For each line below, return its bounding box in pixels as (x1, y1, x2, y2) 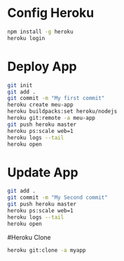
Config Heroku (7, 5, 95, 21)
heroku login (7, 34, 46, 42)
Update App (7, 164, 78, 180)
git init (7, 82, 33, 89)
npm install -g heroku (7, 28, 74, 35)
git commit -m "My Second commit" (7, 194, 109, 201)
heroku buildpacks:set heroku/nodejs (7, 108, 118, 115)
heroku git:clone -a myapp (7, 246, 86, 254)
